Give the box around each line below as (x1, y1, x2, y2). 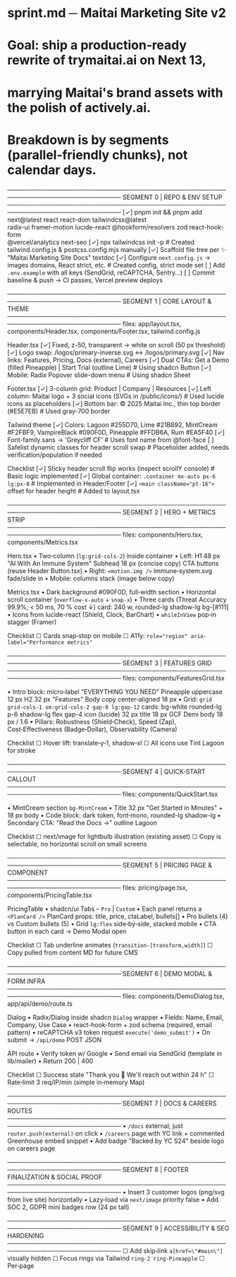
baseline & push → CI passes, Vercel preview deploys (7, 275, 163, 284)
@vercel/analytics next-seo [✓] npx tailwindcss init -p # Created (7, 238, 195, 246)
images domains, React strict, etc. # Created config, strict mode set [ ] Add (7, 260, 225, 269)
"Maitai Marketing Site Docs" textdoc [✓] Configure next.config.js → (7, 253, 211, 262)
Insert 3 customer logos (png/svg (128, 1187, 225, 1196)
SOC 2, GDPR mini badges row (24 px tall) (7, 1202, 130, 1211)
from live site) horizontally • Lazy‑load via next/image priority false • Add (7, 1195, 219, 1204)
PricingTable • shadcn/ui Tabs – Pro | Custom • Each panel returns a (7, 904, 202, 913)
